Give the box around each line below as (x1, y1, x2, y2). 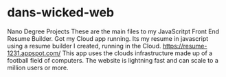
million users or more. (7, 63, 69, 72)
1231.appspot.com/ (7, 49, 61, 57)
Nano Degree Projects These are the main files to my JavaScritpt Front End (7, 27, 220, 35)
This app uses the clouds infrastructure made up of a (62, 49, 213, 57)
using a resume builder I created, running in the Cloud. (7, 42, 161, 50)
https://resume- (162, 42, 207, 50)
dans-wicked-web (7, 5, 115, 20)
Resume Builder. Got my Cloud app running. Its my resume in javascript (7, 34, 209, 42)
